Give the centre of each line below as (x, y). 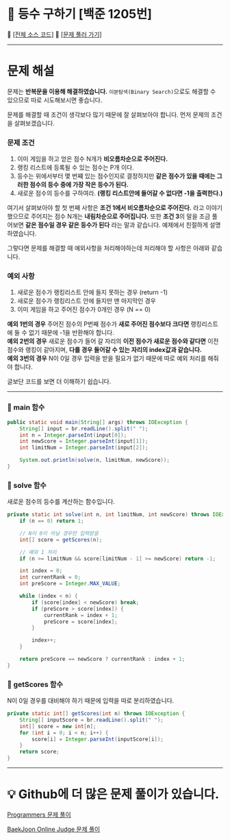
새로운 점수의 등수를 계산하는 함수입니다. (61, 502)
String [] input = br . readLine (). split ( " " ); (84, 429)
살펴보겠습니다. (35, 123)
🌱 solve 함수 (27, 485)
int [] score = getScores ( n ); (61, 539)
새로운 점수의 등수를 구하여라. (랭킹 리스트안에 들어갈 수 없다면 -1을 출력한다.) (120, 194)
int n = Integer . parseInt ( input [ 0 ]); (73, 435)
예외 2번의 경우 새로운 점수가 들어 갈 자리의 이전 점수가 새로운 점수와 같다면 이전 (113, 341)
